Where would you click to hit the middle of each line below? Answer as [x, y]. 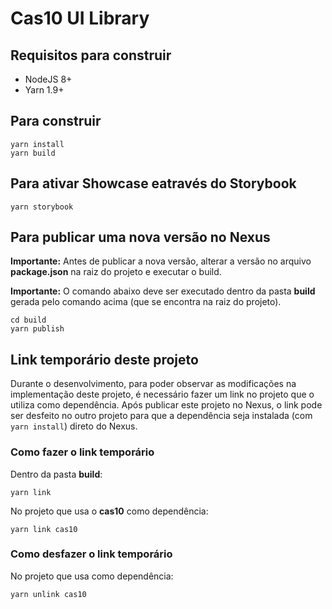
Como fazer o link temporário [82, 452]
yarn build [33, 153]
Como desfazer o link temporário [91, 554]
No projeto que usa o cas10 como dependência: [109, 511]
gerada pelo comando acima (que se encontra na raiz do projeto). [146, 302]
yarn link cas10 [44, 529]
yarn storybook [42, 207]
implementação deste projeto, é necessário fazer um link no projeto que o [162, 394]
